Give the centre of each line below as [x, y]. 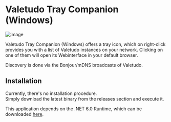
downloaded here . [25, 114]
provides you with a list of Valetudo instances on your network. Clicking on [84, 50]
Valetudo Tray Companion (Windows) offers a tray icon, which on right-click [85, 44]
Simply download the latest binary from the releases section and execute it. [85, 99]
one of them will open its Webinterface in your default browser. [72, 55]
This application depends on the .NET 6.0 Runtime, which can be [74, 109]
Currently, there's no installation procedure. [51, 93]
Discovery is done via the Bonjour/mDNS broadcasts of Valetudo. [74, 65]
